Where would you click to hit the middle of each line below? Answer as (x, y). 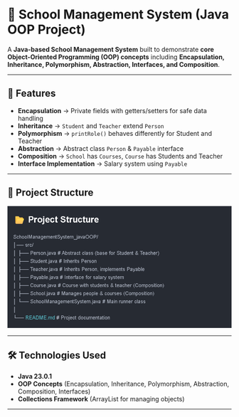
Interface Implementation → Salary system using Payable (102, 164)
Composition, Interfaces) (54, 391)
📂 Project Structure (51, 192)
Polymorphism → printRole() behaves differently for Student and (115, 133)
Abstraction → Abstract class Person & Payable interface (100, 148)
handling (31, 118)
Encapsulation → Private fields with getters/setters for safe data (112, 110)
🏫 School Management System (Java (118, 15)
